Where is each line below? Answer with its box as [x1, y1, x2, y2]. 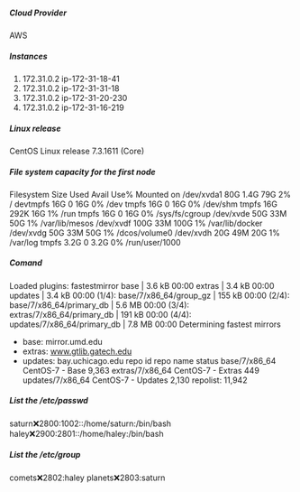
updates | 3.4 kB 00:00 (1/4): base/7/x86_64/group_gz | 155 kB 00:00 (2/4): [9, 290, 290, 301]
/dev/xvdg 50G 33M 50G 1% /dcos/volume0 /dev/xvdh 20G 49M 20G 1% [9, 227, 281, 238]
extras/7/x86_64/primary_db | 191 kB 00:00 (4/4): [9, 309, 192, 320]
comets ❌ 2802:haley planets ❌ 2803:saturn [9, 472, 166, 483]
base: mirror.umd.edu [22, 336, 104, 347]
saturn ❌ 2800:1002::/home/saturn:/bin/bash [9, 418, 172, 429]
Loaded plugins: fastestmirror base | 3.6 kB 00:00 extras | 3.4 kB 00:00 [9, 280, 275, 291]
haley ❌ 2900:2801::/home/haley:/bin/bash [9, 428, 164, 439]
